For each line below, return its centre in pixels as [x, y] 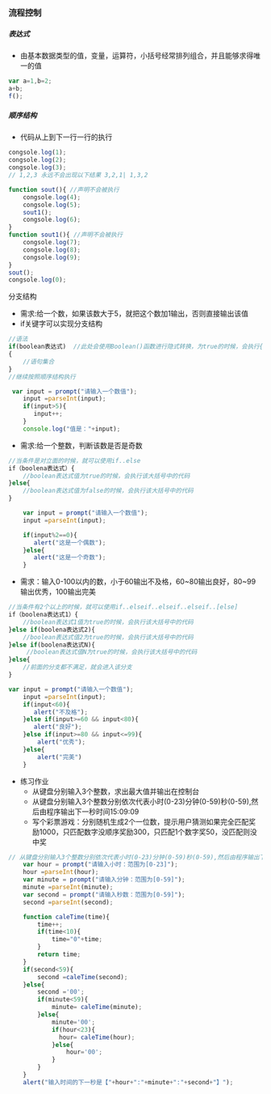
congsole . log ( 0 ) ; [38, 280]
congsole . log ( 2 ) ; [38, 160]
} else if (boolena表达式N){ [52, 645]
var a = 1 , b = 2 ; [30, 81]
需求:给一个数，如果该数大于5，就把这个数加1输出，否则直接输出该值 [134, 314]
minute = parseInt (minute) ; [68, 888]
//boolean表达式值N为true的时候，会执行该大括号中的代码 [112, 652]
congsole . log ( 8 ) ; [52, 250]
